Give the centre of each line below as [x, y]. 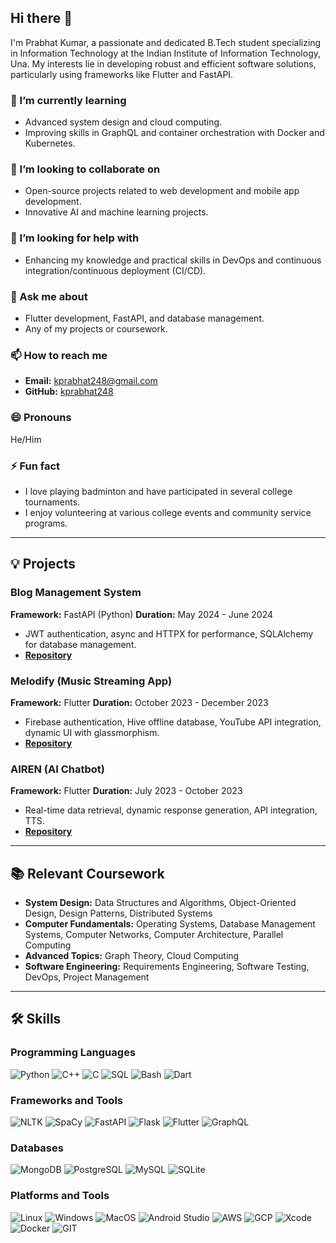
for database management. [80, 644]
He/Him [26, 439]
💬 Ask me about [49, 296]
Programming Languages [73, 1053]
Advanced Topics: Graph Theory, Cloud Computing [132, 955]
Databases [37, 1148]
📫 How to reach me [59, 355]
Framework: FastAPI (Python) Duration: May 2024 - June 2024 [142, 614]
